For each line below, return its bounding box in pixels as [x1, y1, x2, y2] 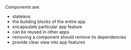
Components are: [5, 4, 40, 10]
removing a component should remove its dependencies [12, 34, 127, 40]
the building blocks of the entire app [12, 19, 86, 24]
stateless [12, 14, 31, 19]
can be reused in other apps [12, 29, 70, 34]
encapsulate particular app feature [12, 24, 82, 30]
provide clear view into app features [12, 39, 85, 45]
